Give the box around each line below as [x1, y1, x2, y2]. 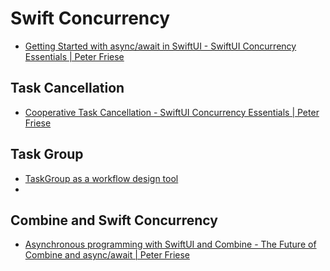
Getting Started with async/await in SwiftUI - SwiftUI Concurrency [24, 40, 297, 52]
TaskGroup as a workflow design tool [24, 172, 179, 184]
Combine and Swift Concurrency [10, 212, 218, 229]
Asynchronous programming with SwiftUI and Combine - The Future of [24, 238, 317, 251]
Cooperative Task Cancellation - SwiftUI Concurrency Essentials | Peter [24, 106, 320, 118]
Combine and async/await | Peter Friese [24, 249, 190, 261]
